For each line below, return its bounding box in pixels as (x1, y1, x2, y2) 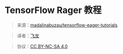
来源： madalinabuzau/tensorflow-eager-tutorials (16, 22, 118, 28)
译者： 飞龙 (16, 32, 39, 38)
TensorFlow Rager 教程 (4, 4, 102, 16)
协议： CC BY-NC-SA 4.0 (16, 43, 68, 49)
